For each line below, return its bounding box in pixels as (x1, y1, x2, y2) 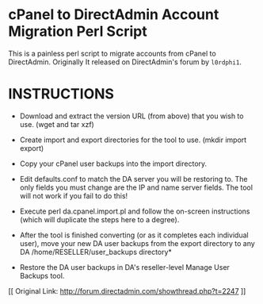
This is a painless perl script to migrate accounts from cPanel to (8, 48, 216, 58)
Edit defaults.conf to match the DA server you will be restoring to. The (19, 174, 248, 183)
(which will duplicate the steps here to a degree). (19, 214, 180, 224)
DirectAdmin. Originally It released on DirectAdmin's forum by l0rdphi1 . (8, 57, 242, 67)
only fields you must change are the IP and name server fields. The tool (19, 183, 253, 192)
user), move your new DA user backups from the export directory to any (19, 238, 255, 248)
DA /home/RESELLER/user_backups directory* (19, 247, 173, 256)
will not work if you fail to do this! (19, 190, 128, 200)
